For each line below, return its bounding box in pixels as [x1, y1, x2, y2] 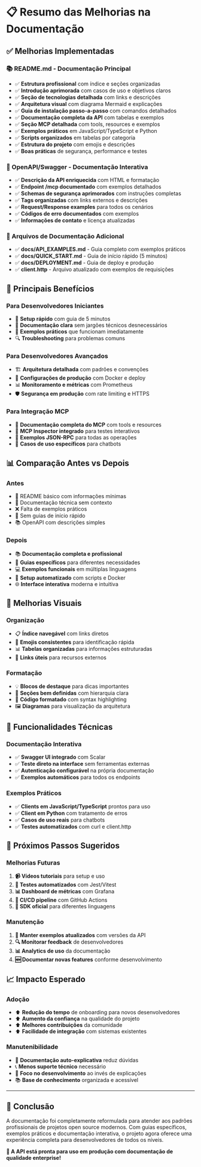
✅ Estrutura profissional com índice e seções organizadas [14, 80, 160, 87]
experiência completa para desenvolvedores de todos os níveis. [6, 1136, 164, 1144]
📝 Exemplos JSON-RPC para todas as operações [14, 434, 137, 441]
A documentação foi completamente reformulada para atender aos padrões [6, 1117, 193, 1124]
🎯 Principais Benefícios [6, 283, 95, 294]
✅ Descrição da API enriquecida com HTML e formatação [14, 177, 160, 184]
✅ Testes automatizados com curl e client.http [14, 823, 132, 830]
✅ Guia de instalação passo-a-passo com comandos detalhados [14, 107, 177, 114]
